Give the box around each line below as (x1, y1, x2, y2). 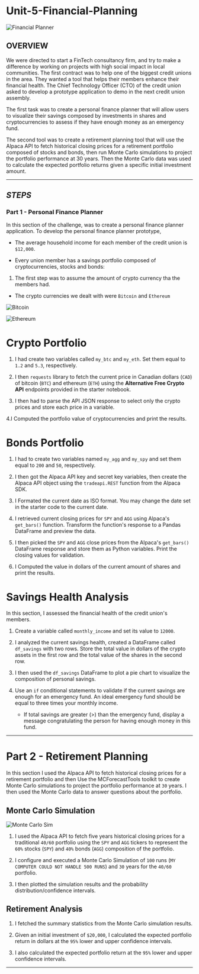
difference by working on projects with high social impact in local (6, 63, 165, 70)
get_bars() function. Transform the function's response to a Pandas (14, 521, 181, 528)
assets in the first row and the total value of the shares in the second (14, 652, 182, 659)
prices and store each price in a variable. (14, 404, 115, 411)
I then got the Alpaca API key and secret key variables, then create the (14, 473, 187, 480)
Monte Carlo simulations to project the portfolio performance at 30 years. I (6, 782, 187, 789)
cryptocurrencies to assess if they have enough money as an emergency (6, 118, 184, 125)
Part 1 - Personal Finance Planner (6, 208, 104, 217)
